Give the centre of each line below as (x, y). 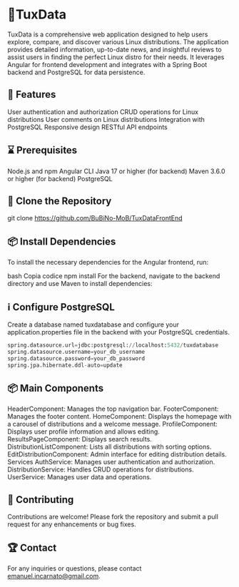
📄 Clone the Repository (60, 201)
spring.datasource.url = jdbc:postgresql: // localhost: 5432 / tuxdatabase (113, 345)
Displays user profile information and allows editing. (84, 432)
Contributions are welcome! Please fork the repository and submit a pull (113, 517)
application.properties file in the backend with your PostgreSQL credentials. (119, 332)
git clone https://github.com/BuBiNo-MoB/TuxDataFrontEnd (95, 218)
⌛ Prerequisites (42, 150)
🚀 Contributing (41, 500)
